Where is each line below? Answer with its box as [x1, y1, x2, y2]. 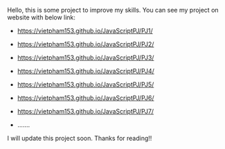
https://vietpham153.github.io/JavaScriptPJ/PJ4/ [17, 67, 154, 75]
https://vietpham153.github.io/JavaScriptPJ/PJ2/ [17, 40, 154, 48]
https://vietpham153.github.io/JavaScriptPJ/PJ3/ [17, 53, 154, 62]
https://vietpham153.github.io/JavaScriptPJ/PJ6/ [17, 94, 154, 102]
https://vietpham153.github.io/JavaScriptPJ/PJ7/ [17, 107, 154, 115]
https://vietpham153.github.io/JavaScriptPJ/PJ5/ [17, 80, 154, 89]
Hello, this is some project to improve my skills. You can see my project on [7, 6, 219, 14]
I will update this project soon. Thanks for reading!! [7, 134, 152, 142]
